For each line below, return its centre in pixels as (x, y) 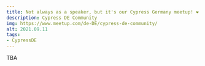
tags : (13, 35)
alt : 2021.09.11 (27, 29)
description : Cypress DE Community (52, 18)
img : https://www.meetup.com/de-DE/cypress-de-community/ (82, 23)
